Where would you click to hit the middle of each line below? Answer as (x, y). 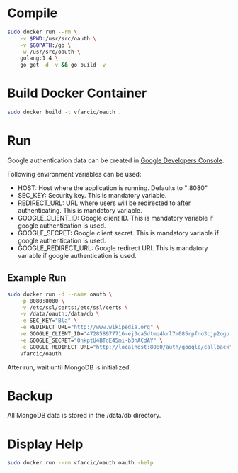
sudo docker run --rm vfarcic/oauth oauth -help (80, 463)
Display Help (45, 444)
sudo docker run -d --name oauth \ (60, 294)
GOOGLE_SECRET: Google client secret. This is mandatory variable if (118, 233)
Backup (30, 396)
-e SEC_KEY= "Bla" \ (49, 321)
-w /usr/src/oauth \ (50, 52)
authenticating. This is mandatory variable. (80, 210)
